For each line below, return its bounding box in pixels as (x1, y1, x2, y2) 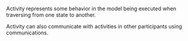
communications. (6, 29, 49, 36)
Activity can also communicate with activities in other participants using (6, 23, 183, 30)
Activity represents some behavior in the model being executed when (6, 5, 177, 12)
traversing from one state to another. (6, 11, 96, 18)
